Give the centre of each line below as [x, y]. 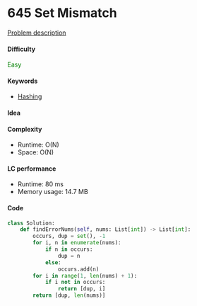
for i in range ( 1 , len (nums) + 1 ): [85, 276]
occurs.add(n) [78, 269]
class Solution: [31, 223]
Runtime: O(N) [38, 145]
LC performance [32, 169]
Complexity [25, 129]
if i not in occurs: [75, 282]
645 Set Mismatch [62, 13]
